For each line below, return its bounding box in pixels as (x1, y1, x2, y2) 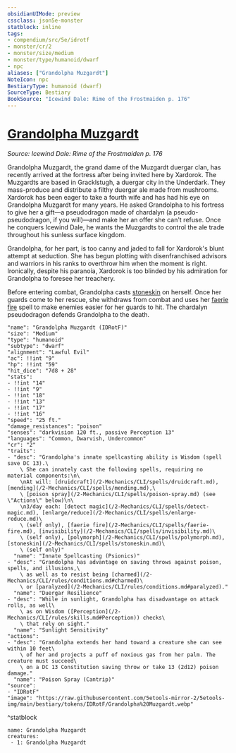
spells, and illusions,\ (7, 565, 80, 572)
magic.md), (7, 509, 39, 516)
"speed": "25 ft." (7, 416, 61, 423)
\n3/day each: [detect (20, 502, 87, 510)
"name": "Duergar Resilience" (13, 589, 102, 596)
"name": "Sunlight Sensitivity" (13, 626, 109, 634)
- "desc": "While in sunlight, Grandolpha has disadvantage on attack (7, 596, 219, 603)
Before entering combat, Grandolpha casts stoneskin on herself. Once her (7, 287, 222, 296)
